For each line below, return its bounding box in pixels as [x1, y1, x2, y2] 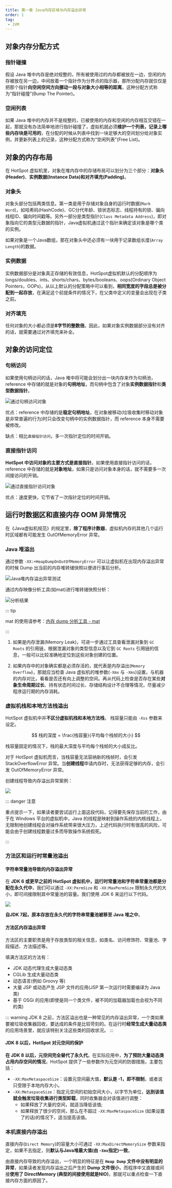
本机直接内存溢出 [5, 1128, 48, 1135]
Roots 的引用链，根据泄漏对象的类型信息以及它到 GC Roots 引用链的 [12, 645, 155, 651]
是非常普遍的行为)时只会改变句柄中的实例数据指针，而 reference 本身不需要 [5, 416, 165, 422]
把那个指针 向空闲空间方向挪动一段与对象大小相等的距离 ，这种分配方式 [5, 84, 154, 90]
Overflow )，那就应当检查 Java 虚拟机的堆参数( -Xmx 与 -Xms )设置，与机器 [12, 669, 164, 675]
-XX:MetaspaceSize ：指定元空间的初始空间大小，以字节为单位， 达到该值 [12, 1089, 164, 1095]
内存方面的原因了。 [9, 1177, 50, 1184]
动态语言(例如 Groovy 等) [12, 977, 66, 984]
